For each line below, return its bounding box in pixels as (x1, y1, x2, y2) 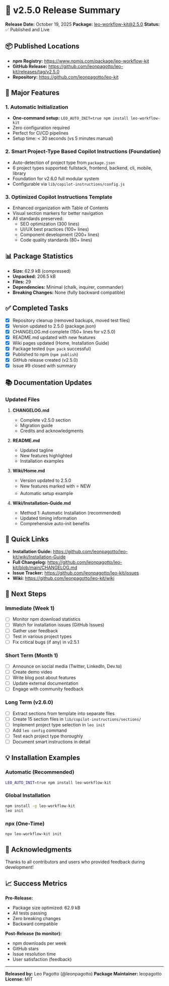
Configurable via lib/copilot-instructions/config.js (12, 181, 125, 187)
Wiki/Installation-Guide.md (12, 500, 71, 506)
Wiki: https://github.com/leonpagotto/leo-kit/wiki (12, 575, 115, 581)
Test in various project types (12, 633, 72, 639)
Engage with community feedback (12, 686, 84, 692)
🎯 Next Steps (5, 590, 47, 598)
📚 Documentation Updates (5, 378, 92, 387)
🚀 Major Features (5, 89, 60, 97)
